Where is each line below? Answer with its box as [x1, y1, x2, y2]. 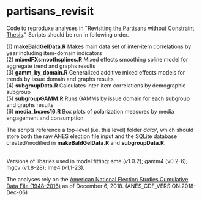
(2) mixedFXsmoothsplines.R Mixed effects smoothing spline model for [6, 56, 189, 63]
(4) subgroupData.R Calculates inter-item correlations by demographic [6, 81, 186, 89]
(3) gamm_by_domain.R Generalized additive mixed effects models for [6, 68, 185, 76]
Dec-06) [6, 188, 28, 196]
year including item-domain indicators [6, 49, 102, 56]
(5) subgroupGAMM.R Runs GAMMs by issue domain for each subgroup [6, 95, 190, 102]
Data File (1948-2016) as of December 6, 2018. [6, 182, 124, 189]
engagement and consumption [6, 114, 84, 122]
